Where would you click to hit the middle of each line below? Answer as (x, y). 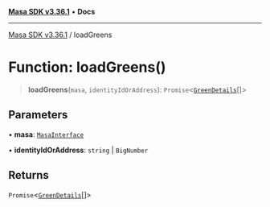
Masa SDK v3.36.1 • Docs (52, 12)
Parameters (38, 115)
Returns (29, 175)
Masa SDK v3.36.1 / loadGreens (60, 35)
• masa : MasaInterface (46, 134)
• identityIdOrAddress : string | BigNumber (78, 150)
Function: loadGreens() (87, 67)
